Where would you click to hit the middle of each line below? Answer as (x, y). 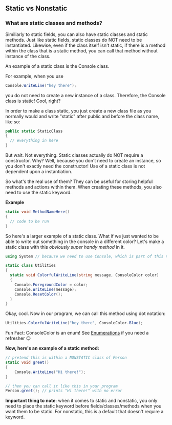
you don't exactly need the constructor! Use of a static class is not (75, 166)
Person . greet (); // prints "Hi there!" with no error (64, 391)
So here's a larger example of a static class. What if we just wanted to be (82, 236)
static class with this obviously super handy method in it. (65, 247)
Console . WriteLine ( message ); (46, 289)
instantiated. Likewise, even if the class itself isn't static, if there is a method (85, 45)
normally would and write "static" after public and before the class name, (82, 116)
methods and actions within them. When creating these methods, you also (84, 187)
